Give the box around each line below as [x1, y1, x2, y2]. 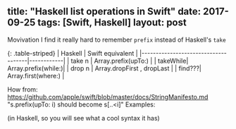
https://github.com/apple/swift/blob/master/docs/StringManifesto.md [7, 92, 209, 101]
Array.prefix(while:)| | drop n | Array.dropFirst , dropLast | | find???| [7, 63, 202, 73]
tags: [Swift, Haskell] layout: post [37, 17, 187, 29]
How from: [7, 85, 38, 94]
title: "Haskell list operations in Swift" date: [7, 6, 201, 18]
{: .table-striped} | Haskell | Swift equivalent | [7, 49, 139, 57]
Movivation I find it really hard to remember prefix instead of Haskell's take [7, 35, 227, 44]
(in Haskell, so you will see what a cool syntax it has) [7, 113, 160, 122]
